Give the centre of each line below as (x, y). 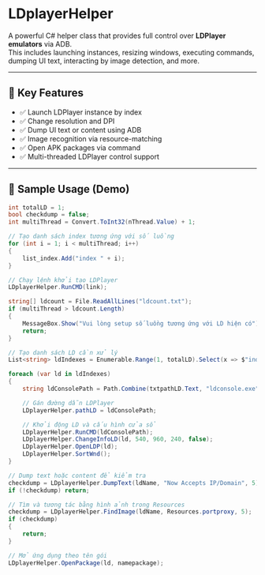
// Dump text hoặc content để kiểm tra (77, 475)
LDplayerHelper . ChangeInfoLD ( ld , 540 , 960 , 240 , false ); (118, 439)
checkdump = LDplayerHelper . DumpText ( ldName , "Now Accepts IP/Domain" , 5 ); (135, 483)
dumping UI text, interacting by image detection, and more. (104, 61)
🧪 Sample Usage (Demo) (69, 189)
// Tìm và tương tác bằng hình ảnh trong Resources (97, 505)
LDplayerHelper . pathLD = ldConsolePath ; (90, 410)
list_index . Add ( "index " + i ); (74, 258)
